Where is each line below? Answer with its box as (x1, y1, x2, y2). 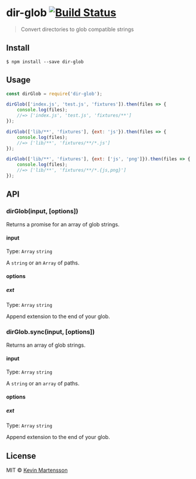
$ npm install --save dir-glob (6, 58, 84, 65)
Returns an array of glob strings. (6, 341, 86, 349)
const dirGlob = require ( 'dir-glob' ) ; (6, 91, 102, 97)
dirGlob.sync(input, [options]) (6, 328, 95, 336)
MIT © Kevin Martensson (6, 466, 68, 474)
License (6, 450, 36, 461)
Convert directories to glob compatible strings (20, 26, 134, 33)
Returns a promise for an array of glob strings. (6, 220, 120, 228)
